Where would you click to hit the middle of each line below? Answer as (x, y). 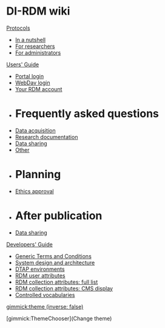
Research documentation (46, 137)
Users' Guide (23, 64)
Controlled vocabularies (45, 295)
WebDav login (32, 83)
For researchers (35, 46)
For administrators (38, 52)
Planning (38, 175)
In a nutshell (30, 39)
